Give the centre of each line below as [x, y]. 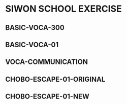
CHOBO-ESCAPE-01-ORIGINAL [55, 79]
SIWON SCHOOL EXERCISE [63, 9]
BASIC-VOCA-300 [35, 28]
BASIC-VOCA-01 [32, 44]
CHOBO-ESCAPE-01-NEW [47, 97]
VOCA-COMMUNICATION [46, 62]
